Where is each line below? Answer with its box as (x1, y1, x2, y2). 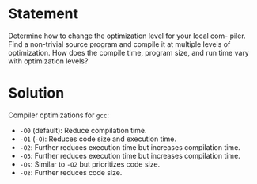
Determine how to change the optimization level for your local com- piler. (8, 31, 247, 40)
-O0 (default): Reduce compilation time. (19, 125, 148, 135)
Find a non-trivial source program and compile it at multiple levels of (8, 39, 231, 48)
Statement (8, 5, 79, 23)
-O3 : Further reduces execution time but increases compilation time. (19, 151, 241, 160)
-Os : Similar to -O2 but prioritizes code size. (19, 159, 161, 169)
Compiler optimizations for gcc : (8, 110, 109, 120)
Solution (8, 84, 65, 102)
